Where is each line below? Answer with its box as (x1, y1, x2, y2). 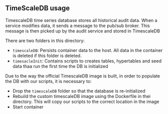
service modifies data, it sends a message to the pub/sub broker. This (5, 22, 150, 28)
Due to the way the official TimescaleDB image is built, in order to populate (5, 72, 160, 79)
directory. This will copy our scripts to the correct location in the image (12, 98, 159, 104)
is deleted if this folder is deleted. (12, 52, 82, 58)
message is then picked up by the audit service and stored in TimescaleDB (5, 27, 160, 34)
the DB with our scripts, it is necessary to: (5, 78, 92, 84)
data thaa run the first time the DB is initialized (12, 63, 108, 69)
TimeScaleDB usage (5, 4, 70, 12)
